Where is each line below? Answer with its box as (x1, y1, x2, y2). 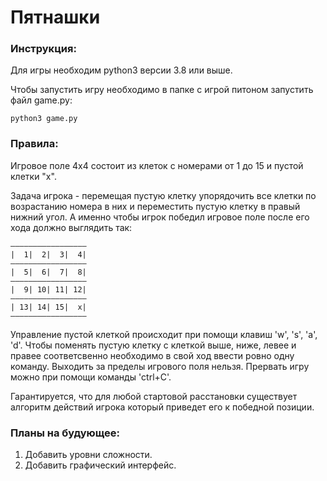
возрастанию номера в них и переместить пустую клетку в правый (10, 200, 301, 212)
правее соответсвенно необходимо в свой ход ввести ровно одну (10, 349, 295, 361)
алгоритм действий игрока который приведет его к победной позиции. (10, 401, 315, 413)
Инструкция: (10, 42, 77, 56)
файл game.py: (10, 94, 73, 106)
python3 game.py (10, 114, 78, 124)
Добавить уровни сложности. (24, 449, 153, 461)
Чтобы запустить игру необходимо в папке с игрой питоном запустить (10, 84, 314, 96)
